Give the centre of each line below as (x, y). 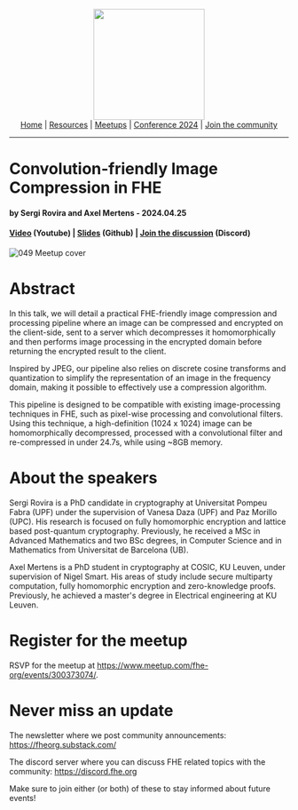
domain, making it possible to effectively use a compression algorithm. (138, 387)
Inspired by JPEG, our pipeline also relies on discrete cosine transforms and (148, 368)
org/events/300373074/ (53, 674)
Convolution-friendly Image (114, 169)
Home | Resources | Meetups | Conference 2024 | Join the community (149, 125)
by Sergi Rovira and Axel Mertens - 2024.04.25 (98, 212)
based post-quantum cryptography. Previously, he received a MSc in (135, 531)
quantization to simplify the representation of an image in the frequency (140, 377)
